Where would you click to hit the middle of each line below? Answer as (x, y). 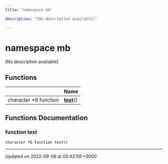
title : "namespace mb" (29, 10)
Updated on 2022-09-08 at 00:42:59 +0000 (51, 156)
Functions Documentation (46, 118)
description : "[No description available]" (51, 19)
